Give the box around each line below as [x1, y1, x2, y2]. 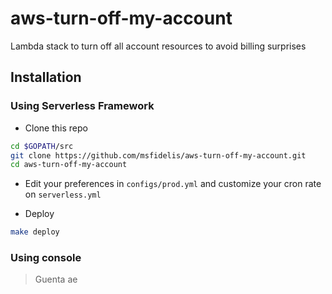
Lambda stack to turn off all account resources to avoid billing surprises [10, 40, 307, 52]
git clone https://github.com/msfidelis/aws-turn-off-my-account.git [10, 150, 307, 161]
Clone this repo [24, 122, 88, 134]
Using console [10, 251, 82, 265]
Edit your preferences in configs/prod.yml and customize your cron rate [24, 178, 322, 190]
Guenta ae [34, 273, 78, 286]
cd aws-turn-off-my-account [10, 160, 128, 170]
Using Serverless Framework [10, 99, 155, 113]
